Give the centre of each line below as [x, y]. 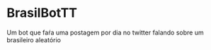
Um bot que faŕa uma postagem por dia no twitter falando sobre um [105, 32]
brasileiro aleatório [34, 39]
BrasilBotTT [42, 13]
